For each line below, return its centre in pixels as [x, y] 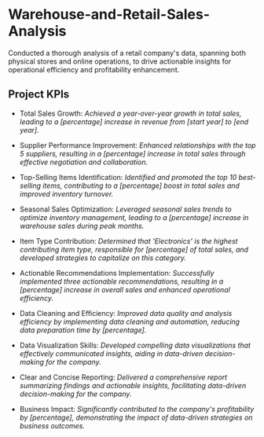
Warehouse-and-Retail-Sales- [109, 15]
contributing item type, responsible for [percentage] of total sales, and [134, 249]
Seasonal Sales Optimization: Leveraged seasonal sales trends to [125, 209]
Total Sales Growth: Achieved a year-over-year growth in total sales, [130, 113]
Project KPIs [39, 95]
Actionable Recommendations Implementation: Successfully [117, 273]
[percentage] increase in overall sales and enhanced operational [125, 289]
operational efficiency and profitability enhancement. [94, 69]
